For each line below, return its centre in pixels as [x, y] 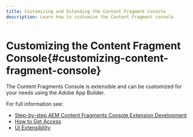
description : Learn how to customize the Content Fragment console [90, 17]
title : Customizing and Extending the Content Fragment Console [86, 11]
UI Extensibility [32, 128]
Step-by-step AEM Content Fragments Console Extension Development [101, 115]
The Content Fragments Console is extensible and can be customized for [94, 87]
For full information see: [35, 104]
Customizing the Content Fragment [94, 46]
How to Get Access [38, 122]
